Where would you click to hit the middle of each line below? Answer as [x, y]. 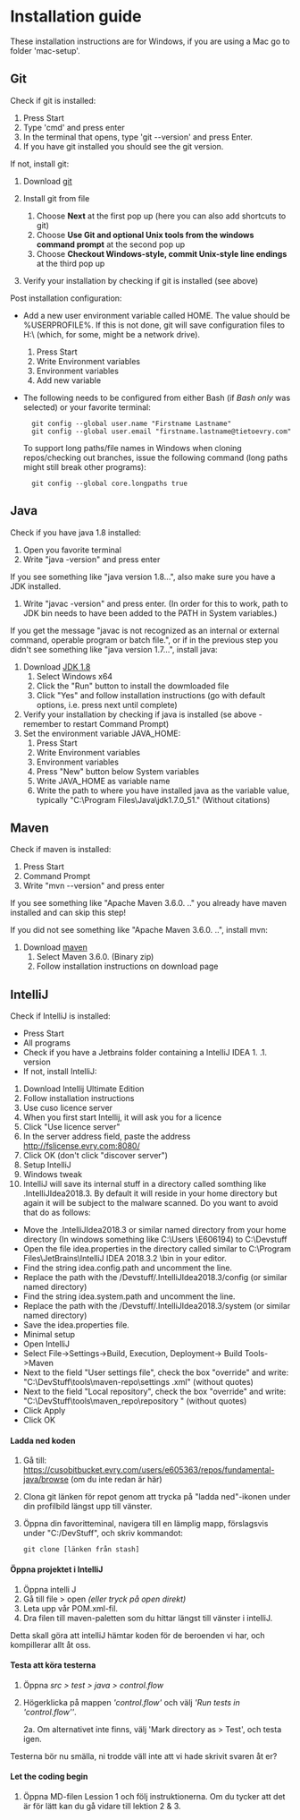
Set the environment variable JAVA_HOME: [102, 733]
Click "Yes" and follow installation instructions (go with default [151, 695]
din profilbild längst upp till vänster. [87, 1507]
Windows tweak [53, 1175]
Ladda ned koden [43, 1440]
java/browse [46, 1480]
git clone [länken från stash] [81, 1550]
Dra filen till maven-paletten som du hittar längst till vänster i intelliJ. [148, 1618]
